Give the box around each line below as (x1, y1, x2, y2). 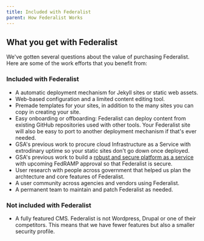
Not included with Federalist (6, 201, 91, 209)
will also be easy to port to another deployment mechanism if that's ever (15, 127, 197, 134)
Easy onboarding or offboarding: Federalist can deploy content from (15, 114, 186, 122)
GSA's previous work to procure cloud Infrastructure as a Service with (15, 141, 191, 148)
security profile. (15, 228, 55, 235)
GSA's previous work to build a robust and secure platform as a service (15, 153, 194, 161)
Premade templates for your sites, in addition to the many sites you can (15, 102, 194, 109)
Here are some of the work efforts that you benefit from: (6, 60, 147, 67)
